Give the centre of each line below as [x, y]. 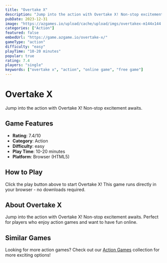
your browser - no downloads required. [45, 190]
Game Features [29, 124]
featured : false [22, 33]
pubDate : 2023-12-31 [27, 19]
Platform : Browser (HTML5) [41, 156]
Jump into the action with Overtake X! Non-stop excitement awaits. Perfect [82, 217]
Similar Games [28, 238]
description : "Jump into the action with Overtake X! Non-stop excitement [84, 14]
